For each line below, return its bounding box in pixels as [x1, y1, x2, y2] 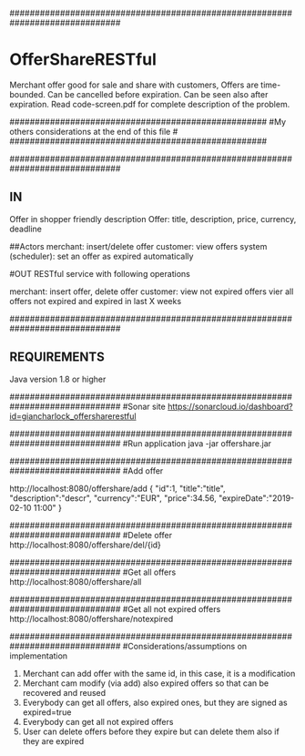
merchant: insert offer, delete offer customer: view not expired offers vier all [9, 286, 294, 297]
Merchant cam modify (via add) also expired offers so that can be [22, 678, 269, 689]
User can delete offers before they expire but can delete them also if [22, 726, 280, 737]
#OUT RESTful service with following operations [9, 268, 191, 279]
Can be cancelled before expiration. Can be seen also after [46, 88, 269, 99]
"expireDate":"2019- [218, 492, 295, 504]
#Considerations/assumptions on [122, 640, 248, 651]
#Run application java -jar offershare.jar [122, 437, 271, 449]
